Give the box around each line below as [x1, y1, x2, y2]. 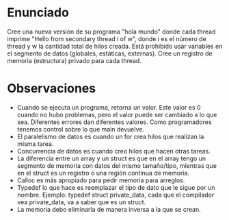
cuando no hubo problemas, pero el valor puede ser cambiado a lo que [16, 110, 217, 119]
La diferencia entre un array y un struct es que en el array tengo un [16, 154, 206, 162]
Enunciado [7, 5, 70, 21]
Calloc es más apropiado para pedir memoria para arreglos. [16, 176, 185, 184]
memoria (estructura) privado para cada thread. [7, 56, 142, 64]
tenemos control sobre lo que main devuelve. [16, 125, 145, 133]
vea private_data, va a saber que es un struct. [16, 197, 146, 206]
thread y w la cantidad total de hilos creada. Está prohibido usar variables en [7, 42, 223, 50]
